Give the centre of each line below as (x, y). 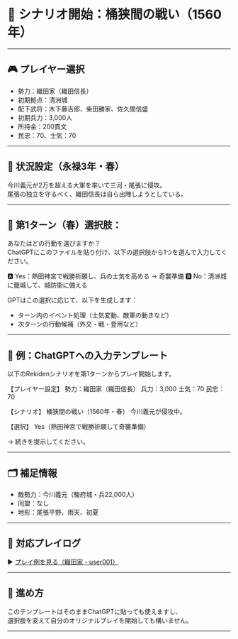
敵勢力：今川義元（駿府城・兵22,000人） (78, 495)
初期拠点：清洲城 (42, 99)
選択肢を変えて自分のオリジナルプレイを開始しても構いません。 (100, 620)
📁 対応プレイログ (44, 544)
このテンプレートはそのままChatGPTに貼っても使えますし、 (95, 611)
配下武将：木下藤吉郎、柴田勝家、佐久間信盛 (83, 109)
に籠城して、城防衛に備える (47, 285)
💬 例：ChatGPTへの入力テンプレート (87, 355)
